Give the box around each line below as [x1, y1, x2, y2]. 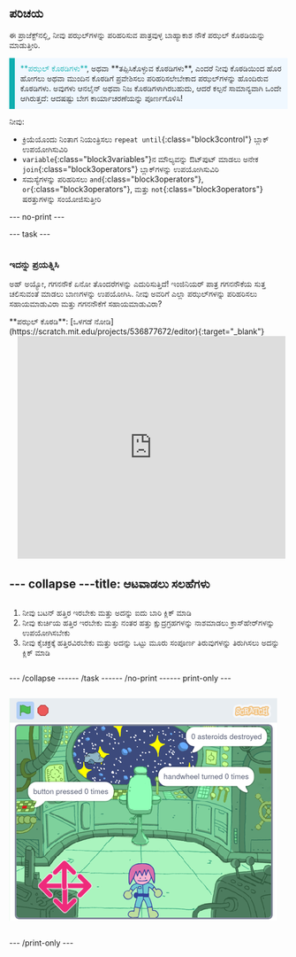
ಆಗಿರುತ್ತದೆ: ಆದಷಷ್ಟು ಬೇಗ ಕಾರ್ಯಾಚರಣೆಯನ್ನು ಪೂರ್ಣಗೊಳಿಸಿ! [20, 92, 183, 104]
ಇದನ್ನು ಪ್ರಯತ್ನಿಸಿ [9, 258, 59, 270]
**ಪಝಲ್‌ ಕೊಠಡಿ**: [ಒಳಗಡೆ [9, 316, 93, 327]
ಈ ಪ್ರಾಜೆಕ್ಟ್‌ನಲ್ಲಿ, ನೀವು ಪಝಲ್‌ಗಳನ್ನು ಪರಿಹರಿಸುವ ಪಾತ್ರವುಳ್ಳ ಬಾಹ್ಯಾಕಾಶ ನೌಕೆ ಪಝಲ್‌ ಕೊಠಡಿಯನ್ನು [9, 29, 266, 40]
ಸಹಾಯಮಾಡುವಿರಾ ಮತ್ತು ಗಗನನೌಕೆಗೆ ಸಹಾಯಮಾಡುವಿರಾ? [9, 299, 163, 309]
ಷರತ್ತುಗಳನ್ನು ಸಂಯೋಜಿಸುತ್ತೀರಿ [21, 193, 102, 204]
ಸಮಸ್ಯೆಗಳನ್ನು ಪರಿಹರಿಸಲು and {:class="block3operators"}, [21, 174, 204, 184]
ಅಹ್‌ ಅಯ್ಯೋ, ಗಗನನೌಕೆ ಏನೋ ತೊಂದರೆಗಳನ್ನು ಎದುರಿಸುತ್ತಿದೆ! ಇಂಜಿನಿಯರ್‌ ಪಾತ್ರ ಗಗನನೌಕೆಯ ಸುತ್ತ [9, 278, 267, 290]
